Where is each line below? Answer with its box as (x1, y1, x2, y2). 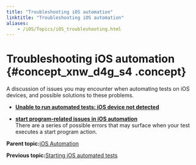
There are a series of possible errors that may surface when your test (15, 122, 191, 129)
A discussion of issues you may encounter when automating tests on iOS (6, 85, 190, 93)
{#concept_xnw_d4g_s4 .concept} (6, 65, 187, 79)
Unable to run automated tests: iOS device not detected (15, 104, 160, 111)
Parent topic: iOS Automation (6, 140, 79, 147)
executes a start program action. (15, 128, 98, 136)
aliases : (6, 20, 29, 26)
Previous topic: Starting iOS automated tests (6, 152, 118, 159)
